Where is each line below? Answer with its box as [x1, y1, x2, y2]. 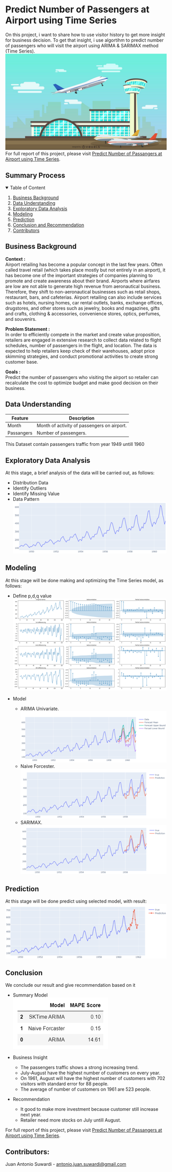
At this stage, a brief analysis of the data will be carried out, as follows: [5, 470, 155, 476]
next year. [20, 1112, 42, 1118]
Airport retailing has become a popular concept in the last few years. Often [5, 261, 163, 267]
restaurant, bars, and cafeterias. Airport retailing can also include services [5, 294, 162, 300]
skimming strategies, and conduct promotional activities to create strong [5, 353, 158, 359]
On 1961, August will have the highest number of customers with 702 [20, 1075, 165, 1081]
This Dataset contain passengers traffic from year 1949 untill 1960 [5, 441, 145, 447]
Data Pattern [12, 496, 39, 502]
